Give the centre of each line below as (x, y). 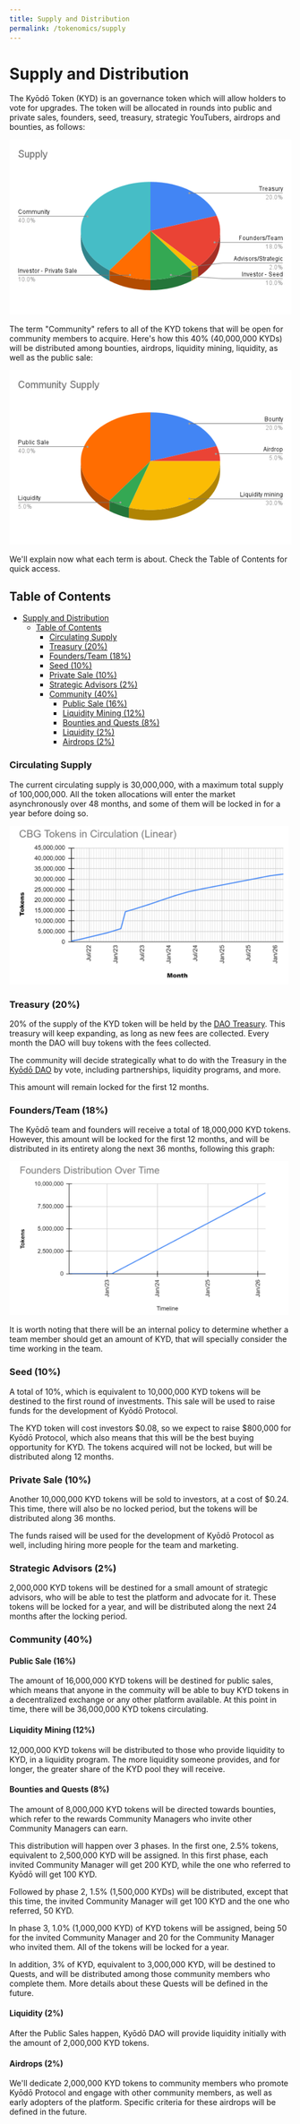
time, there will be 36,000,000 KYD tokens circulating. (109, 1709)
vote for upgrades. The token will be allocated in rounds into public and (141, 108)
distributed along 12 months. (62, 1457)
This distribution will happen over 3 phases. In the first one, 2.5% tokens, (144, 1845)
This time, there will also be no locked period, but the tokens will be (133, 1509)
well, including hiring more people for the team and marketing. (124, 1544)
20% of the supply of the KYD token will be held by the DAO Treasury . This (147, 1024)
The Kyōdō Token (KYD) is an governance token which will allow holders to (148, 99)
